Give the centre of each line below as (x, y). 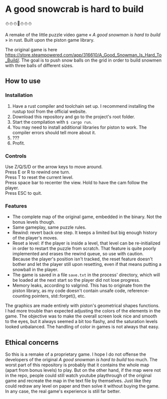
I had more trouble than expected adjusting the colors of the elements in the (83, 311)
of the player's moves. (35, 238)
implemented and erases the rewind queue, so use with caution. (78, 254)
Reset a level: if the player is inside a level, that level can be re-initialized (86, 243)
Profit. (19, 143)
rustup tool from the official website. (49, 111)
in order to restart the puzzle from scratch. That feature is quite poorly (84, 248)
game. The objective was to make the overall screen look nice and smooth (81, 316)
